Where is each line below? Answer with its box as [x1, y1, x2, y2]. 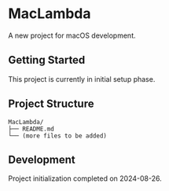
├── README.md [8, 125, 55, 133]
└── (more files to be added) [8, 131, 108, 140]
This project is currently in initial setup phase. [8, 74, 156, 83]
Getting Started [8, 53, 86, 67]
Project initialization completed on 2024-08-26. [8, 174, 163, 183]
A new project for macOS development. [8, 31, 136, 40]
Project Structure [8, 97, 94, 111]
